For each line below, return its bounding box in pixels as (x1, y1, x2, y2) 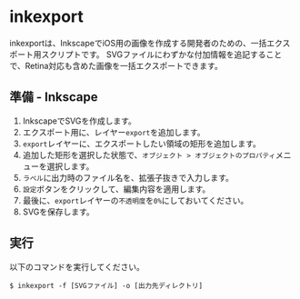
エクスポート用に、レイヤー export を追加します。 (22, 126, 206, 137)
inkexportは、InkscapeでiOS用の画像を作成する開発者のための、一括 (9, 37, 267, 48)
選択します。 (46, 161, 95, 172)
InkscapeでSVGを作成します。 (22, 115, 136, 126)
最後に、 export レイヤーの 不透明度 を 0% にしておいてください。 (22, 194, 249, 205)
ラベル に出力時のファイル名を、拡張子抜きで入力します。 (22, 172, 235, 183)
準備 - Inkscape (9, 89, 98, 105)
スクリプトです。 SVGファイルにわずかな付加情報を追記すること (40, 48, 283, 60)
